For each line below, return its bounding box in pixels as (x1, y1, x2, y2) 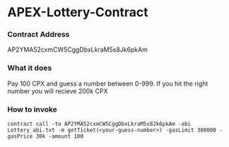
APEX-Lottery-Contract (7, 4, 148, 20)
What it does (7, 63, 52, 73)
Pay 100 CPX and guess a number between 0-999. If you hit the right (7, 79, 209, 88)
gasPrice (7, 133, 33, 140)
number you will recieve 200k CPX (7, 86, 108, 95)
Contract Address (7, 30, 70, 40)
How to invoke (7, 104, 58, 114)
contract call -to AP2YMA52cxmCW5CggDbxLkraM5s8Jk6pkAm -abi (7, 121, 192, 128)
